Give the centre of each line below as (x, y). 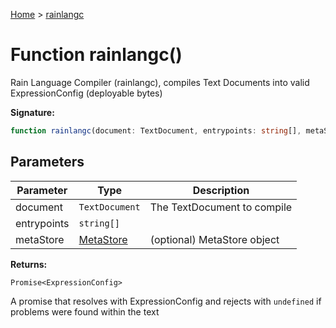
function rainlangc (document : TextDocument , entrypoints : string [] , (156, 130)
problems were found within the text (85, 311)
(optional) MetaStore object (214, 239)
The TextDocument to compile (221, 207)
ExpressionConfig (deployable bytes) (86, 93)
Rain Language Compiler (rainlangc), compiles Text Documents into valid (160, 82)
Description (221, 190)
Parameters (47, 162)
